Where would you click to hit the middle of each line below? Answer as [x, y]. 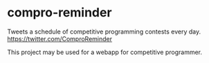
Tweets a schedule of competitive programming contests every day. [104, 32]
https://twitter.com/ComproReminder [60, 38]
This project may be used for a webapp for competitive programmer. [105, 52]
